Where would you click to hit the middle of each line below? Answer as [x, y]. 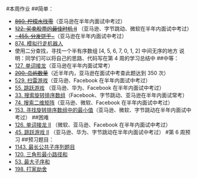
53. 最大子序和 [32, 162]
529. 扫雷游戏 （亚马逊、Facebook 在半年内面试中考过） [83, 80]
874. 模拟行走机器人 [39, 43]
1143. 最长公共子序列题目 [45, 147]
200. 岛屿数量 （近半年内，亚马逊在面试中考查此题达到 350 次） [92, 73]
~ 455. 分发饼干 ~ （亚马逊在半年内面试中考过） [71, 36]
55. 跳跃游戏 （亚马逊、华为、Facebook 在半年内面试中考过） [89, 88]
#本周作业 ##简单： [30, 9]
